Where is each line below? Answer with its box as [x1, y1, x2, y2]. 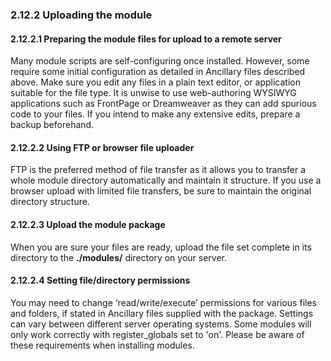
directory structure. [10, 196, 90, 208]
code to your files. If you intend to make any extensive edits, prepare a [10, 108, 301, 120]
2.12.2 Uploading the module [10, 8, 153, 22]
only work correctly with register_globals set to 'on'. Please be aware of [10, 328, 305, 340]
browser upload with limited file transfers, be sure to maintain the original [10, 185, 312, 197]
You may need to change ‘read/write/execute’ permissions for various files [10, 296, 317, 308]
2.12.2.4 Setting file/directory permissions [10, 274, 191, 287]
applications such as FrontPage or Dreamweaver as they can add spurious [10, 98, 317, 110]
